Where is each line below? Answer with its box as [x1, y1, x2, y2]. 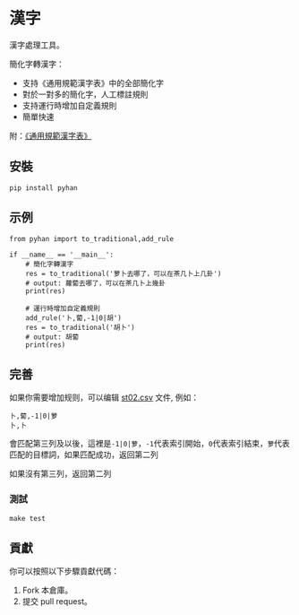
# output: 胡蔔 [25, 333, 80, 342]
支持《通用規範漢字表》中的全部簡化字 [21, 77, 164, 88]
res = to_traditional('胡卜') [25, 323, 136, 332]
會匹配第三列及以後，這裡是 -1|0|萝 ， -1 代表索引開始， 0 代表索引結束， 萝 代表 [9, 438, 291, 449]
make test [9, 514, 47, 523]
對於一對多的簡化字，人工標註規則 [21, 89, 149, 100]
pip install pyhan [9, 183, 78, 193]
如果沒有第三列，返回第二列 [9, 468, 112, 480]
